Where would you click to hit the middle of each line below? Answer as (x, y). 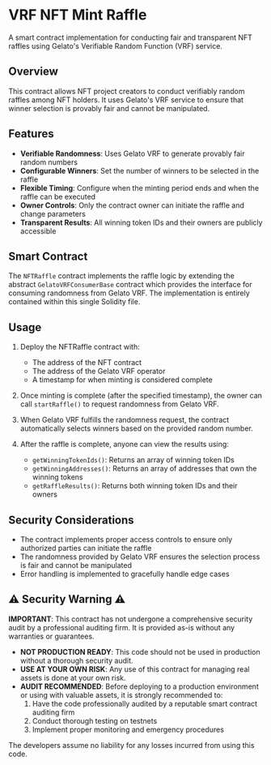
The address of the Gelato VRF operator (99, 372)
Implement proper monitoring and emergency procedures (128, 729)
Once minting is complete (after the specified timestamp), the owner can (141, 396)
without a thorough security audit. (76, 660)
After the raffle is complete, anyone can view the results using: (124, 445)
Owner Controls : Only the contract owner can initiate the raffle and (132, 205)
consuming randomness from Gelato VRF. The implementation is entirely (129, 293)
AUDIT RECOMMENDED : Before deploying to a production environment (139, 686)
